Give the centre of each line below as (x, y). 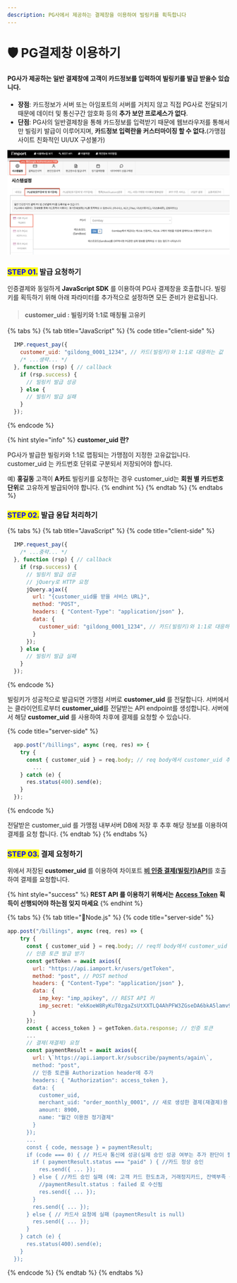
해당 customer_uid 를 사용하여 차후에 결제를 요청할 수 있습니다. (103, 717)
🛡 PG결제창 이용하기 (64, 53)
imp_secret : (56, 1006)
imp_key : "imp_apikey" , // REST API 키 (97, 998)
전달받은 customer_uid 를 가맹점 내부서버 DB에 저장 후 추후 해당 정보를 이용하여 (117, 825)
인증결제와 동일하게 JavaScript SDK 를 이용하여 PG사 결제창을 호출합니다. (110, 289)
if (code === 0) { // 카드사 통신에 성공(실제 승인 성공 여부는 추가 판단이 (125, 1154)
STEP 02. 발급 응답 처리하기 (53, 515)
